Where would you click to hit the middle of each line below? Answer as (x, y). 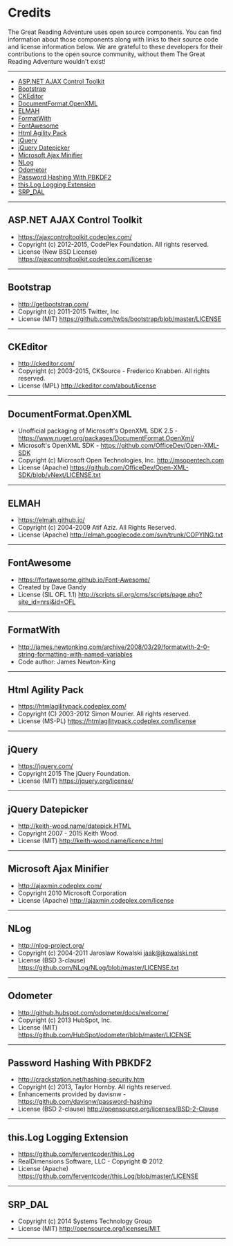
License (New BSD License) (57, 252)
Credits (29, 13)
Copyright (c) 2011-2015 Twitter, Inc (68, 311)
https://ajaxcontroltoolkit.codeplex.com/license (85, 259)
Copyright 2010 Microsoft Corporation (72, 893)
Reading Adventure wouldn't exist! (57, 61)
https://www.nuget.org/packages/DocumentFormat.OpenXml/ (106, 438)
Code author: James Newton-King (67, 661)
